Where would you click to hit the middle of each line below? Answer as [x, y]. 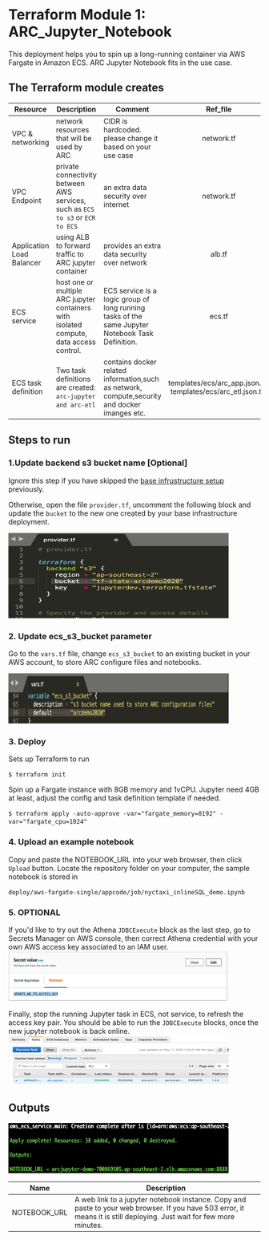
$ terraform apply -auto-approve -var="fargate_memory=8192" [112, 814]
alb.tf [219, 254]
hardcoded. [122, 129]
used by [69, 147]
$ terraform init [37, 775]
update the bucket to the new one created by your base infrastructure [123, 513]
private [67, 166]
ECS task [26, 383]
